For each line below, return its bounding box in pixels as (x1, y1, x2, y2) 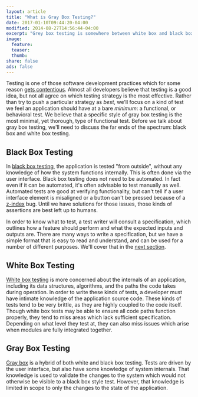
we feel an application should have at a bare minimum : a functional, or (6, 105, 177, 112)
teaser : (11, 47, 31, 53)
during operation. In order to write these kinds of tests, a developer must (6, 289, 183, 295)
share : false (6, 58, 38, 64)
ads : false (6, 63, 33, 70)
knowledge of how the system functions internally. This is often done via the (6, 169, 192, 176)
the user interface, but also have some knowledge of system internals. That (6, 365, 190, 372)
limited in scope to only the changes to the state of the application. (6, 384, 168, 391)
